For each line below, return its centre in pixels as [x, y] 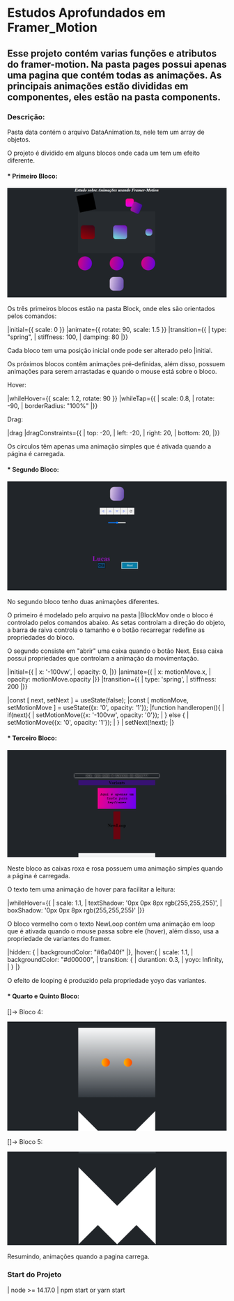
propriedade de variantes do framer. [59, 938]
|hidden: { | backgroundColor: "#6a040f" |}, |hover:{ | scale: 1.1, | [100, 952]
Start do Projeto [34, 1274]
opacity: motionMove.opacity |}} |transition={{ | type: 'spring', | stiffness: [112, 679]
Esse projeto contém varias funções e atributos [112, 53]
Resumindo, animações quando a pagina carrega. [78, 1256]
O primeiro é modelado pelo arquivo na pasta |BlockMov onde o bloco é [110, 615]
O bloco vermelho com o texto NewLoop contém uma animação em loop [111, 924]
